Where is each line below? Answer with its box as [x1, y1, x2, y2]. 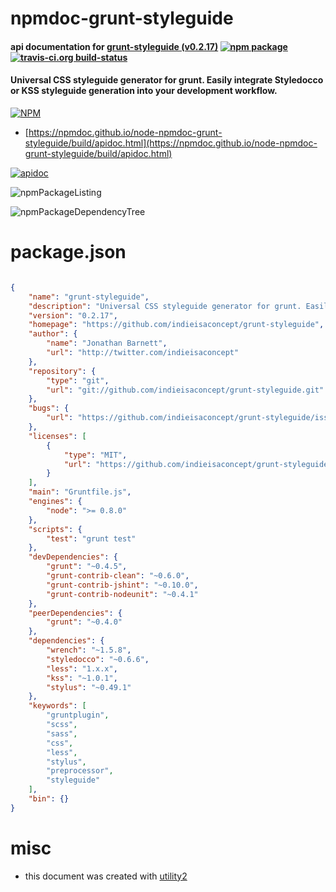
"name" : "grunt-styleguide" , [28, 292, 150, 302]
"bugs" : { [28, 403, 70, 414]
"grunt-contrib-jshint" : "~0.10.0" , [46, 580, 199, 590]
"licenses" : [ [28, 431, 87, 441]
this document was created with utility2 [24, 870, 188, 882]
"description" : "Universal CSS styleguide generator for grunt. [28, 301, 302, 311]
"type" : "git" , [46, 375, 110, 386]
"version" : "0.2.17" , [28, 310, 118, 321]
